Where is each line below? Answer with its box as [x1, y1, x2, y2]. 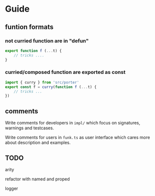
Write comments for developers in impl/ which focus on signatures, [5, 120, 140, 126]
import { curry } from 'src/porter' [5, 80, 79, 85]
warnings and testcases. [5, 125, 54, 131]
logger [5, 185, 18, 191]
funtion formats [5, 23, 53, 31]
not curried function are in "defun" [5, 37, 89, 44]
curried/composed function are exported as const [5, 69, 126, 76]
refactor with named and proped [5, 176, 70, 182]
